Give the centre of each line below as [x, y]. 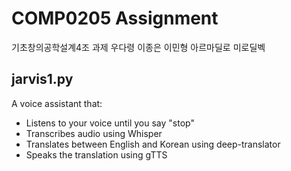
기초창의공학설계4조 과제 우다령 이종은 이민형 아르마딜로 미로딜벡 [138, 47]
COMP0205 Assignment [115, 18]
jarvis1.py [42, 79]
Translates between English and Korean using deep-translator [153, 144]
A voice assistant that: [57, 103]
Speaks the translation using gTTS [96, 154]
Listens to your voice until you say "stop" [110, 123]
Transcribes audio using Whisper [94, 133]
